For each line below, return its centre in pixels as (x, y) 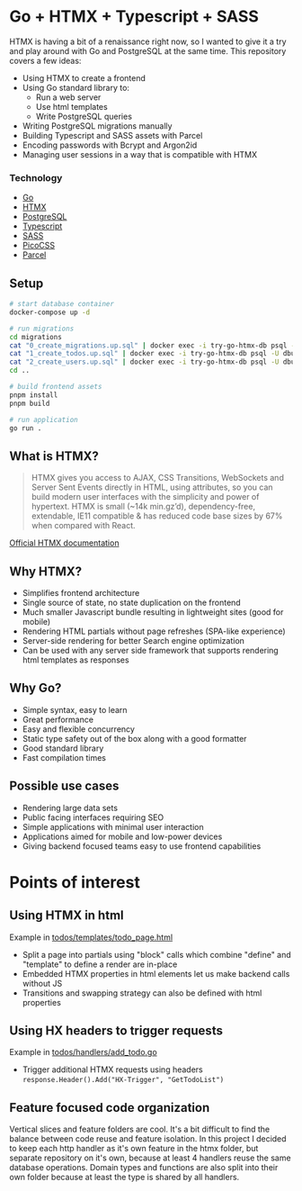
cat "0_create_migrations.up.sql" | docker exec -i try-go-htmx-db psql (148, 345)
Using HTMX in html (67, 916)
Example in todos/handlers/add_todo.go (83, 1052)
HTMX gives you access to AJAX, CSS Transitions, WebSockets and (158, 478)
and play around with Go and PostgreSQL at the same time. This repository (148, 50)
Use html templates (71, 106)
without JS (42, 983)
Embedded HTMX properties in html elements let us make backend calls (156, 973)
